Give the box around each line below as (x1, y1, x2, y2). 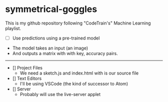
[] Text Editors (12, 75, 42, 81)
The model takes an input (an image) (12, 45, 88, 51)
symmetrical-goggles (5, 3, 97, 15)
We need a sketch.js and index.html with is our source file (19, 70, 139, 76)
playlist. (5, 25, 21, 31)
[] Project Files (12, 65, 42, 70)
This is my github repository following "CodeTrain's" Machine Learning (5, 20, 151, 26)
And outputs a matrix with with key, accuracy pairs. (12, 50, 118, 56)
